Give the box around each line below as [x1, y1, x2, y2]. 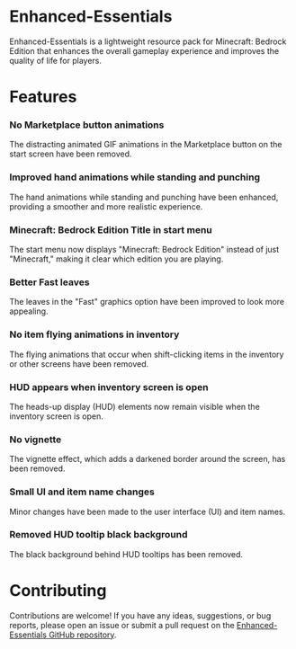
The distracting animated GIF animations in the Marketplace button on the [9, 139, 283, 150]
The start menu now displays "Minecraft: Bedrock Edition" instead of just [9, 244, 280, 255]
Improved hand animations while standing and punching [9, 171, 261, 183]
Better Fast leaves [9, 276, 90, 289]
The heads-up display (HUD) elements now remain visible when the [9, 401, 261, 412]
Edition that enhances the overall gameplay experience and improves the [9, 45, 280, 56]
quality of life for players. [9, 55, 102, 66]
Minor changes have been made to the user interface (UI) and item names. [9, 506, 286, 517]
